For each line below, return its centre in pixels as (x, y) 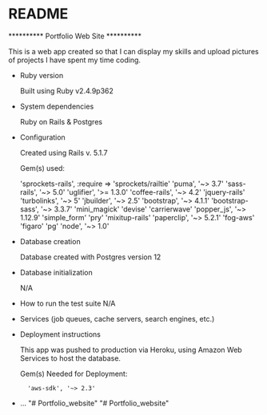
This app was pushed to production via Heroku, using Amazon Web (131, 350)
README (38, 14)
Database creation (50, 241)
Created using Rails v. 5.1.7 (64, 152)
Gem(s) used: (42, 168)
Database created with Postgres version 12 (90, 257)
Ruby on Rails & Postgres (61, 121)
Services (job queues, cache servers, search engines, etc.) (117, 318)
